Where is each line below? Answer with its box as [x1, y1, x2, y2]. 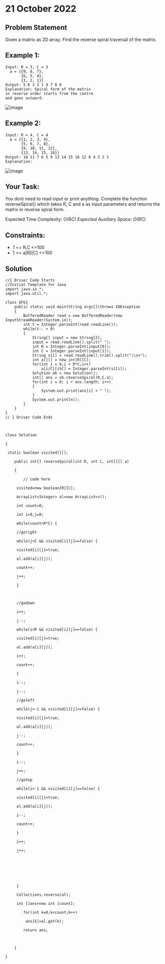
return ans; [23, 928, 49, 933]
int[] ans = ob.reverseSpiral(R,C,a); [32, 375, 114, 380]
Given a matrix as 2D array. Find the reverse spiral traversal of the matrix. [5, 36, 157, 42]
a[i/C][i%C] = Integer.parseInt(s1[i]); [41, 366, 127, 371]
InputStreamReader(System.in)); [5, 318, 73, 323]
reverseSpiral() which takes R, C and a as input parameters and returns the [5, 201, 160, 207]
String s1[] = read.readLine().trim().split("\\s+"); [32, 353, 147, 358]
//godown [16, 601, 35, 606]
